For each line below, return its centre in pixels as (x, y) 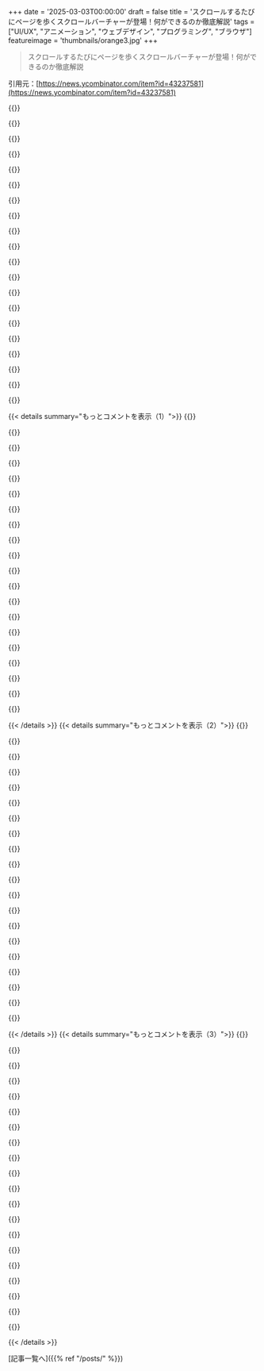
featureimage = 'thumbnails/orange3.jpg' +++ (83, 40)
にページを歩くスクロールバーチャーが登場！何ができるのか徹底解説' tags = (132, 21)
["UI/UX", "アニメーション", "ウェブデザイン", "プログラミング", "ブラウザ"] (130, 31)
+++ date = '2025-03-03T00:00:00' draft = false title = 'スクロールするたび (132, 12)
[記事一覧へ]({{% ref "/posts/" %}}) (66, 1358)
